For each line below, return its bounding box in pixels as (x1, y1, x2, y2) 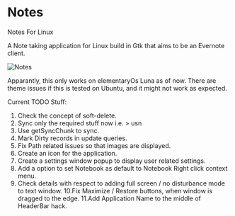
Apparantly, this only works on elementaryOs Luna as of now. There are (7, 76, 217, 85)
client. (7, 49, 25, 57)
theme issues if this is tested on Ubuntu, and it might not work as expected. (7, 84, 228, 92)
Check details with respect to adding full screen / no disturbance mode (17, 178, 225, 188)
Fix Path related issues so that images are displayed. (17, 141, 171, 149)
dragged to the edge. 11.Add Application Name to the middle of (17, 194, 202, 203)
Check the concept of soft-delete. (17, 111, 117, 120)
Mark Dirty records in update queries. (17, 134, 127, 142)
